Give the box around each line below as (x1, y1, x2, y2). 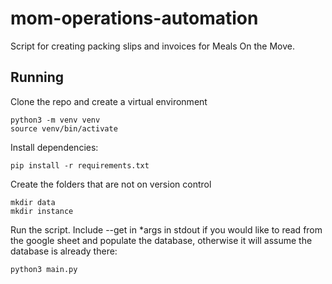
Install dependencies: (10, 141, 99, 153)
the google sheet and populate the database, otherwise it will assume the (10, 234, 313, 246)
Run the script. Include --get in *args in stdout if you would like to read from (10, 223, 323, 236)
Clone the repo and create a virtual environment (10, 95, 208, 107)
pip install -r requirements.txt (10, 160, 150, 171)
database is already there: (10, 245, 118, 257)
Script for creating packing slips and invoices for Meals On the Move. (10, 40, 296, 52)
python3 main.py (10, 264, 78, 274)
